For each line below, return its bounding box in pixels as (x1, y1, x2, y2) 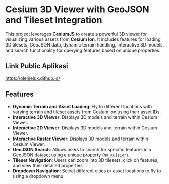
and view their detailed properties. (12, 162, 84, 168)
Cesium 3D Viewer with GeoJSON (5, 4, 150, 15)
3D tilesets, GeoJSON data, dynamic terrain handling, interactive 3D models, (5, 41, 164, 48)
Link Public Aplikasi (5, 62, 68, 70)
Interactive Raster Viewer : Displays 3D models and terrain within (12, 135, 149, 142)
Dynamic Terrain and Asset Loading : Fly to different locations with (12, 103, 152, 109)
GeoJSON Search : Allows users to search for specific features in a (12, 146, 151, 152)
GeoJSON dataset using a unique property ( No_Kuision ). (12, 152, 130, 158)
